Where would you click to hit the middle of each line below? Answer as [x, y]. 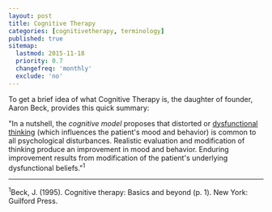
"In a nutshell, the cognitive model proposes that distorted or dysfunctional [133, 123]
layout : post [30, 16]
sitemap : [23, 46]
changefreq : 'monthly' [54, 69]
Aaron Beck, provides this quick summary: [79, 108]
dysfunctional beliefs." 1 [47, 167]
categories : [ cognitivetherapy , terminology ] [86, 31]
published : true [36, 38]
